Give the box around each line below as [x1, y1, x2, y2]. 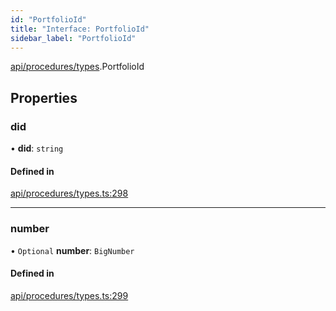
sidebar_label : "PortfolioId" [10, 33, 137, 43]
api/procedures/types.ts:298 [10, 187, 129, 200]
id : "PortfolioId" [10, 14, 87, 25]
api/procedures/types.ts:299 [10, 289, 129, 301]
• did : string [10, 142, 64, 155]
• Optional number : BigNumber [10, 244, 135, 256]
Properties [10, 89, 78, 106]
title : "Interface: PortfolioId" [10, 24, 150, 34]
